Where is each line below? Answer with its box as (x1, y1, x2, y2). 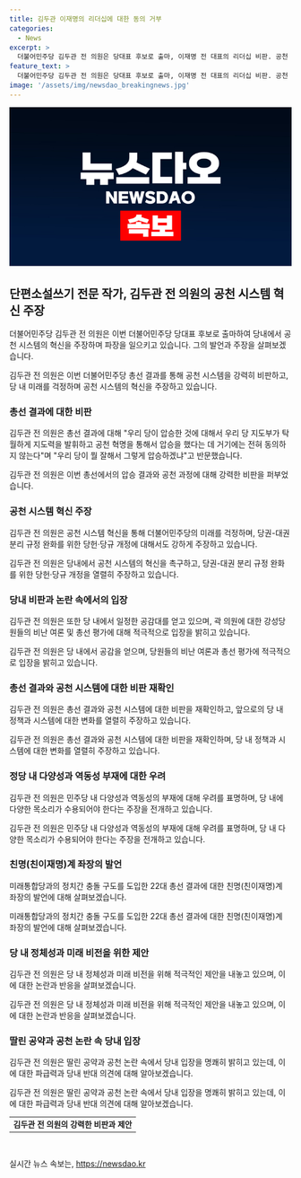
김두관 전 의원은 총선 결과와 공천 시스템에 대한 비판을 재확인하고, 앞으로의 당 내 (9, 704, 284, 715)
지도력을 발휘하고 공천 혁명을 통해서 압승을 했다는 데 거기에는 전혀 (32, 439, 262, 450)
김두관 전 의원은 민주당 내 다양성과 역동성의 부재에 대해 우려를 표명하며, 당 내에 (9, 792, 284, 803)
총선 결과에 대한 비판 (9, 405, 92, 418)
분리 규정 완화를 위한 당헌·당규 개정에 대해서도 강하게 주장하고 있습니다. (9, 539, 258, 549)
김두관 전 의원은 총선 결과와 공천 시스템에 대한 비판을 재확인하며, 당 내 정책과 (9, 734, 277, 745)
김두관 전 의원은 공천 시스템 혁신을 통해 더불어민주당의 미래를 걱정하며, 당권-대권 (9, 527, 290, 538)
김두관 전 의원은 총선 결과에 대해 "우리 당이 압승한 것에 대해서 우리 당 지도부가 (9, 427, 280, 439)
